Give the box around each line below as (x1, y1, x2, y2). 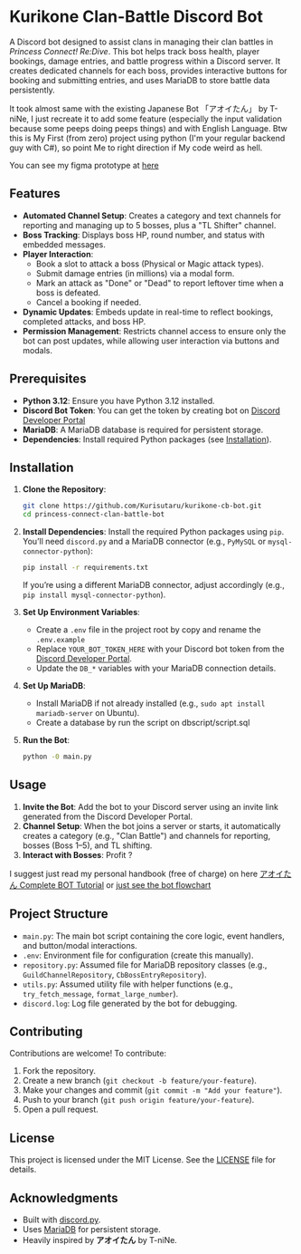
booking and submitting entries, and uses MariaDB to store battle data (9, 74, 270, 85)
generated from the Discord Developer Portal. (22, 811, 193, 822)
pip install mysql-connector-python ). (22, 589, 166, 600)
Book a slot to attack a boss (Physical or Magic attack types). (35, 258, 265, 269)
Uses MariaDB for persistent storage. (22, 1223, 161, 1234)
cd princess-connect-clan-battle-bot (22, 510, 165, 519)
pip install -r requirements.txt (22, 564, 149, 573)
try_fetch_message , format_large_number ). (22, 988, 179, 998)
